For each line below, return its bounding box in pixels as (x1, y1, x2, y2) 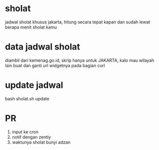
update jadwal (5, 80, 64, 91)
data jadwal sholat (5, 41, 80, 53)
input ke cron (12, 129, 39, 134)
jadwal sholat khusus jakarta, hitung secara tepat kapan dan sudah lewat (5, 19, 150, 25)
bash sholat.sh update (5, 95, 49, 101)
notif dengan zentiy (12, 134, 51, 140)
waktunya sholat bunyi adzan (12, 139, 71, 145)
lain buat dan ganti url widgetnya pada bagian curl (5, 62, 105, 68)
